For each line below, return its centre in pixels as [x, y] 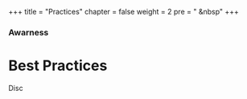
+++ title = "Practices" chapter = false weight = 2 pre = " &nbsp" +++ [124, 12]
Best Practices [58, 66]
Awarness [29, 32]
